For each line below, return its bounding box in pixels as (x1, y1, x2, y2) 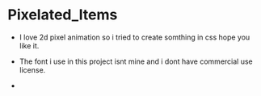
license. (19, 65, 46, 74)
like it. (19, 40, 40, 50)
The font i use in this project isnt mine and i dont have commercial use (19, 56, 253, 66)
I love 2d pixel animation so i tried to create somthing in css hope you (19, 32, 250, 42)
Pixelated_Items (7, 6, 118, 24)
